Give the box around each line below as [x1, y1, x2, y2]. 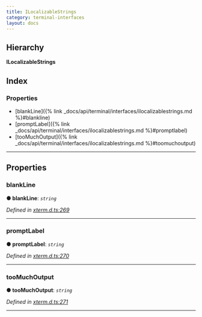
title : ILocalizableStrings [6, 8, 77, 15]
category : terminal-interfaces [6, 14, 85, 20]
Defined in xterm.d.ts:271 [6, 298, 69, 306]
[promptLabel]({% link [14, 120, 70, 127]
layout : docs [6, 20, 39, 26]
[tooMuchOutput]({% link [14, 133, 78, 140]
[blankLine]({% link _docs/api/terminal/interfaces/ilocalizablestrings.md [14, 107, 192, 115]
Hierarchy [6, 42, 44, 52]
